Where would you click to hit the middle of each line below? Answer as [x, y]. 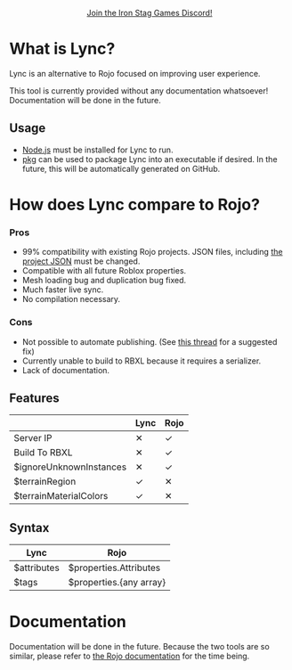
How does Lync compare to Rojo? [135, 204]
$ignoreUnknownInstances [70, 467]
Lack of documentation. [65, 370]
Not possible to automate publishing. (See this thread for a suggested [150, 341]
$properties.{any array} [117, 583]
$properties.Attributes [114, 568]
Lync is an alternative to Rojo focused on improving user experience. [135, 73]
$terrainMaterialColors [61, 496]
